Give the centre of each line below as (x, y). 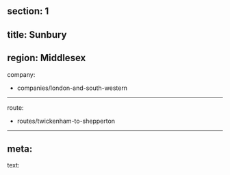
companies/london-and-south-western (72, 88)
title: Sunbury (37, 35)
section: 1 (28, 11)
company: (21, 74)
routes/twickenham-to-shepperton (66, 121)
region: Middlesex (47, 58)
